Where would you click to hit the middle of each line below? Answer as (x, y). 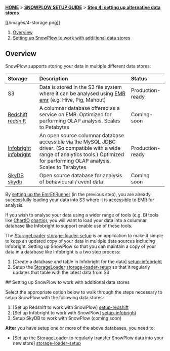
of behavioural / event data (71, 181)
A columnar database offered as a (79, 108)
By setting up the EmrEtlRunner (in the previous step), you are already (78, 194)
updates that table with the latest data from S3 (61, 272)
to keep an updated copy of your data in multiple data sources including (80, 241)
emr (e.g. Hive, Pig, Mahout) (73, 100)
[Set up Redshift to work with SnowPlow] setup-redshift (71, 307)
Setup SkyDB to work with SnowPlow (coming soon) (67, 318)
